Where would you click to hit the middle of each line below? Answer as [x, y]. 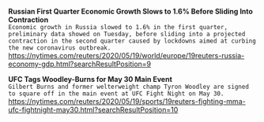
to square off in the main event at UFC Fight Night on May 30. [116, 94]
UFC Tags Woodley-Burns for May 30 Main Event [90, 79]
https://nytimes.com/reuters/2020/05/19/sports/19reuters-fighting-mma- [127, 101]
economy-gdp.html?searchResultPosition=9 [80, 64]
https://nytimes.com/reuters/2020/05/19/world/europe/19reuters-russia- [126, 55]
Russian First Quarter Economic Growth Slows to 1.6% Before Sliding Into [130, 11]
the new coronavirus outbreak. [60, 48]
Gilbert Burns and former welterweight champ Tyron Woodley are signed [128, 87]
